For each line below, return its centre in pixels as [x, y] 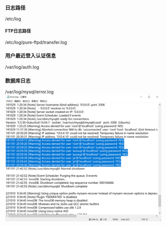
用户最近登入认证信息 [30, 56]
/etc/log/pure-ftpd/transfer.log [36, 42]
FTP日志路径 [18, 31]
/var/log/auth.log [22, 67]
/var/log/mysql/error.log [29, 92]
